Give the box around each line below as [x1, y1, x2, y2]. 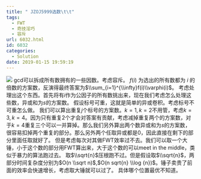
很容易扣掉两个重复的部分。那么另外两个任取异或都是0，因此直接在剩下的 [6, 129, 188, 136]
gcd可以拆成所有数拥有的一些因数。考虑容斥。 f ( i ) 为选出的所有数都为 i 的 [13, 76, 196, 83]
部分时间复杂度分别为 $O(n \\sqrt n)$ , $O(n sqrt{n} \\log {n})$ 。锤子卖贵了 [6, 159, 187, 166]
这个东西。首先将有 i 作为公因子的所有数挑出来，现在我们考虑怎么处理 [16, 91, 187, 99]
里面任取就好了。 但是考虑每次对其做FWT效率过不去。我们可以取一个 [11, 136, 183, 144]
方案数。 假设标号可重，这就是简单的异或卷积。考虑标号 [50, 99, 190, 106]
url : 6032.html [6, 37, 44, 43]
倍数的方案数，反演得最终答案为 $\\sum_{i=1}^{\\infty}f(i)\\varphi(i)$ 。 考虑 [6, 83, 190, 91]
